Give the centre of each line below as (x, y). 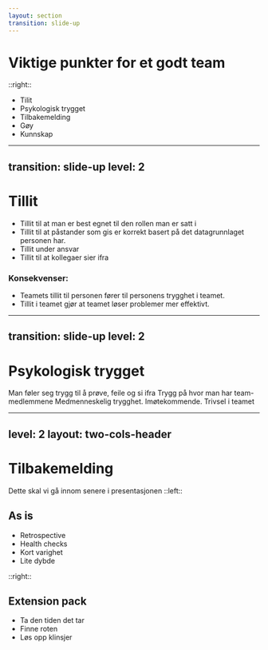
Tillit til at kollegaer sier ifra (64, 257)
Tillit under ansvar (49, 249)
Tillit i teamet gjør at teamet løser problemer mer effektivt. (114, 304)
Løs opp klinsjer (46, 637)
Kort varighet (41, 552)
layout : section (35, 16)
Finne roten (39, 629)
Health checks (43, 544)
